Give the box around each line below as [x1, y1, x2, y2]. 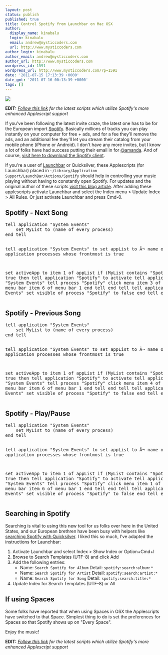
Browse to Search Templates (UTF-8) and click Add [12, 554, 119, 560]
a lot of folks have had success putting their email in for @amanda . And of [5, 147, 158, 153]
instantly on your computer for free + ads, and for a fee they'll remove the [5, 131, 157, 137]
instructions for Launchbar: [5, 539, 61, 545]
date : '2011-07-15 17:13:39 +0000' [5, 73, 79, 78]
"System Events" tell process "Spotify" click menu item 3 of [5, 280, 161, 286]
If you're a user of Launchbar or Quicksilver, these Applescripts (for [5, 162, 144, 168]
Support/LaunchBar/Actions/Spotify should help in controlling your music [5, 173, 156, 179]
